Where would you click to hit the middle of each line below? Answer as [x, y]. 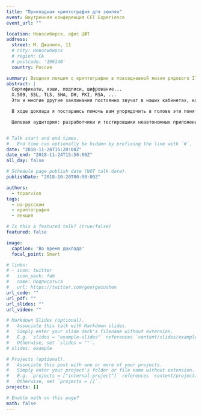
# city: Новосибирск [37, 51]
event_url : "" [24, 23]
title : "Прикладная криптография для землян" [64, 12]
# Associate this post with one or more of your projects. [84, 365]
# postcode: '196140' [39, 62]
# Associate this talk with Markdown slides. [67, 326]
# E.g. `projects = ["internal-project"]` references [78, 376]
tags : [13, 199]
